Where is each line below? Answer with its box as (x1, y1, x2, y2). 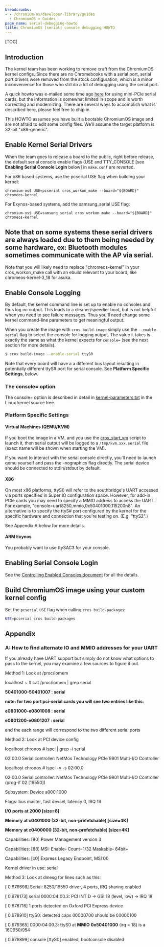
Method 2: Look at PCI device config (5, 737, 79, 742)
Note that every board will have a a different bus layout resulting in (5, 361, 140, 367)
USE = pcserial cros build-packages (5, 616, 76, 621)
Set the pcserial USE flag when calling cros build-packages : (5, 606, 126, 612)
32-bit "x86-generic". (5, 126, 49, 132)
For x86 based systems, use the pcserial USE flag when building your (5, 173, 145, 179)
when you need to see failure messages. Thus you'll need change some (5, 312, 150, 318)
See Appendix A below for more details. (5, 522, 85, 529)
